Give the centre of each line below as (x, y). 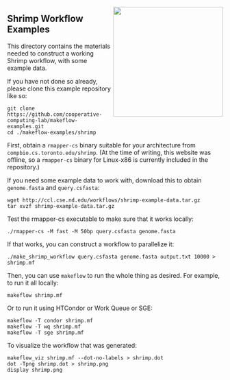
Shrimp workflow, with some (47, 60)
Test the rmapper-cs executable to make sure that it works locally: (100, 219)
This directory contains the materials (59, 46)
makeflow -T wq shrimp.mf (44, 326)
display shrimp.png (35, 370)
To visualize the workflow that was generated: (72, 345)
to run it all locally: (33, 283)
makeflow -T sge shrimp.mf (46, 333)
